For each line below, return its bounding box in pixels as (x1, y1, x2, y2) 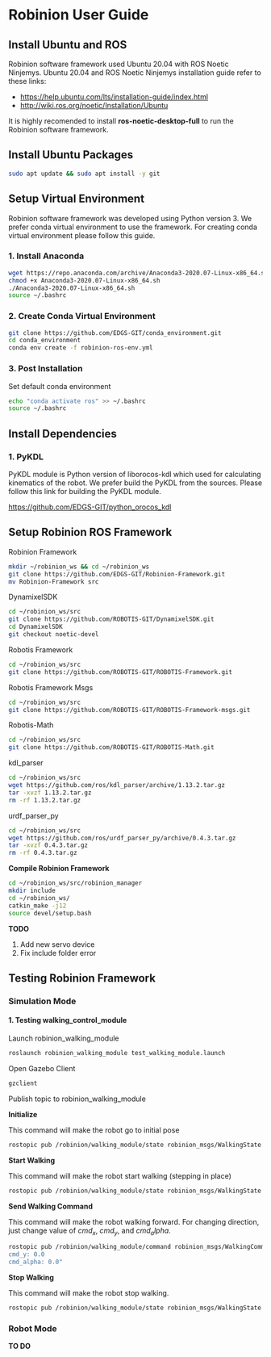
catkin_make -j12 (8, 902, 67, 910)
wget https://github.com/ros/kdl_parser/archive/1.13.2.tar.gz (8, 781, 226, 789)
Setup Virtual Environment (8, 192, 145, 206)
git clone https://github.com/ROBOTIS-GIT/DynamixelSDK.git (8, 615, 215, 623)
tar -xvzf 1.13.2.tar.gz (8, 789, 92, 797)
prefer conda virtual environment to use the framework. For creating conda (8, 222, 258, 232)
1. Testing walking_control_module (8, 1016, 127, 1025)
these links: (8, 77, 47, 86)
